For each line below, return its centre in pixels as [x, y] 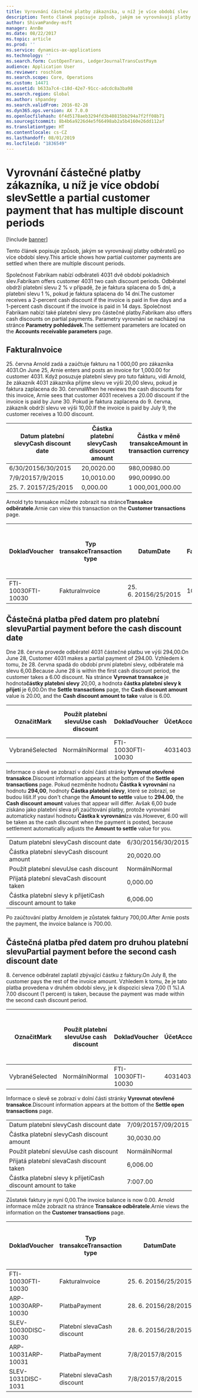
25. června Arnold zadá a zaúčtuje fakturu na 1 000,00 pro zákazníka [90, 364]
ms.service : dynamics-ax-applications [54, 50]
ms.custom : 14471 [27, 83]
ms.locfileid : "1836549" [37, 143]
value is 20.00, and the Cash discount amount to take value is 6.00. [89, 696]
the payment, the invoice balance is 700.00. [59, 924]
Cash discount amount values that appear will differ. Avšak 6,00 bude [91, 804]
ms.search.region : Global [38, 94]
